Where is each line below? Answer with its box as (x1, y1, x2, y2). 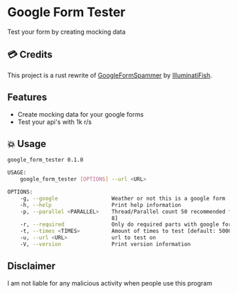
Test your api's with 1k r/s (17, 117, 92, 126)
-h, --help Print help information (20, 201, 181, 208)
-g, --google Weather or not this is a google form (20, 195, 226, 202)
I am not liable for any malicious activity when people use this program (7, 279, 213, 287)
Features (7, 91, 47, 103)
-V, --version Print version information (20, 241, 191, 248)
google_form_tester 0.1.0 (7, 156, 83, 164)
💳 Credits (7, 49, 53, 60)
